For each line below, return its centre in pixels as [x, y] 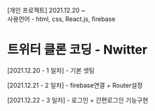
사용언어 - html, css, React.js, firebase [61, 19]
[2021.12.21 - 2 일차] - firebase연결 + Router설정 [75, 85]
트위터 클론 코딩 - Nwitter [77, 50]
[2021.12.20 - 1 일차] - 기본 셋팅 [51, 70]
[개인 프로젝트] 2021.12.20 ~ [46, 10]
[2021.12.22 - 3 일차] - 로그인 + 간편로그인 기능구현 [78, 100]
